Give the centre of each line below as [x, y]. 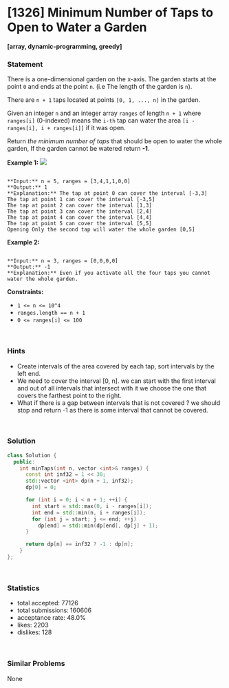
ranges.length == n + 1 [51, 313]
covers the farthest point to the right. [69, 395]
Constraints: [25, 292]
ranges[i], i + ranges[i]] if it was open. [66, 128]
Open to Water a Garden [77, 27]
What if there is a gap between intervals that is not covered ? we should [119, 403]
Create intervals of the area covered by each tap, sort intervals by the [116, 366]
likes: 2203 [33, 625]
